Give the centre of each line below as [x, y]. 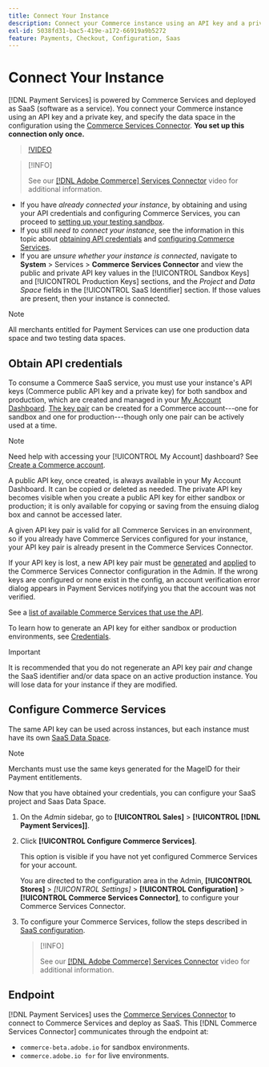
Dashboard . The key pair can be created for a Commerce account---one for [133, 408]
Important [24, 652]
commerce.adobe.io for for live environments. [94, 1055]
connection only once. [46, 134]
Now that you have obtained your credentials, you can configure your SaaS [132, 793]
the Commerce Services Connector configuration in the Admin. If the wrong [133, 571]
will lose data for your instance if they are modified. [93, 684]
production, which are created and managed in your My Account [115, 400]
